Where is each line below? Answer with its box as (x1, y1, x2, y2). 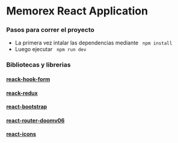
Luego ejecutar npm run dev (14, 46, 87, 53)
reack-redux (6, 89, 38, 97)
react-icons (6, 130, 36, 138)
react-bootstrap (6, 103, 48, 111)
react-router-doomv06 (6, 117, 65, 124)
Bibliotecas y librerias (6, 61, 71, 69)
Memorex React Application (6, 4, 149, 18)
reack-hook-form (6, 76, 51, 82)
